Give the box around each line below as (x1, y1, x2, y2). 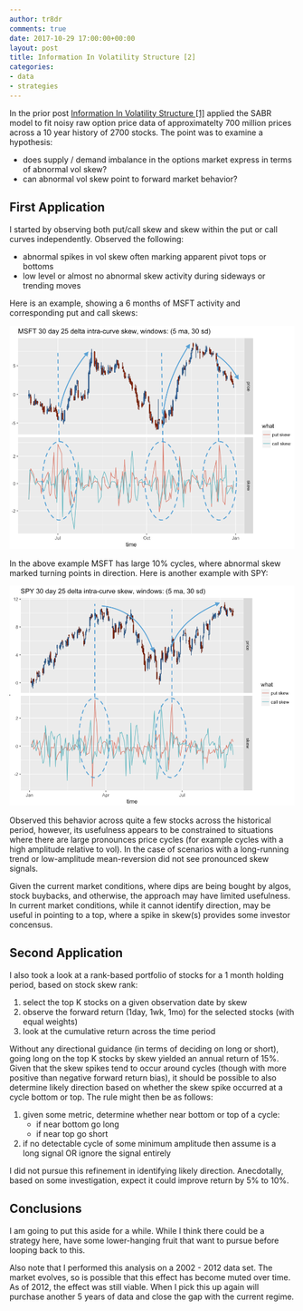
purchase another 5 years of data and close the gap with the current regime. (9, 1291, 295, 1302)
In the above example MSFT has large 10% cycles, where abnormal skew (9, 558, 281, 569)
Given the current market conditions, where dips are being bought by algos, (9, 880, 292, 891)
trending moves (22, 279, 81, 290)
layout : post (9, 44, 59, 53)
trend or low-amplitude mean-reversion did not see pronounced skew (9, 853, 270, 864)
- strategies (9, 82, 59, 91)
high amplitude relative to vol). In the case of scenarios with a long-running (9, 844, 289, 855)
